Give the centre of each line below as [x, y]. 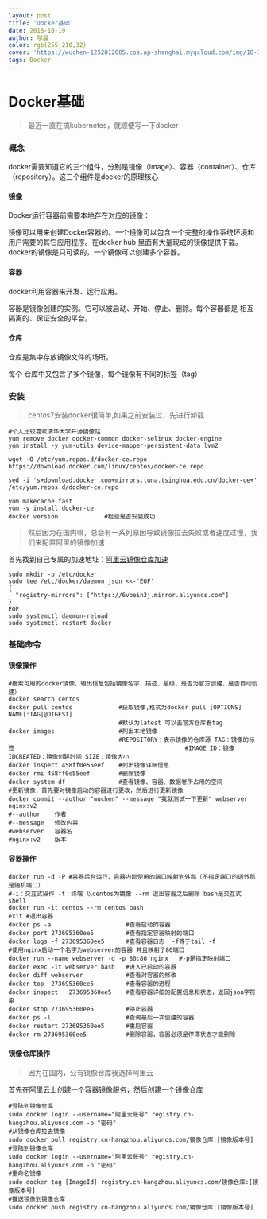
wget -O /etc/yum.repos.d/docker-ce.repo [78, 460]
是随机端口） [26, 886]
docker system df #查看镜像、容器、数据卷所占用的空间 [116, 782]
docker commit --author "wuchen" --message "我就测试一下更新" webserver [128, 799]
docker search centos [44, 699]
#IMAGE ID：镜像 [210, 748]
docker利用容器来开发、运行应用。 [65, 291]
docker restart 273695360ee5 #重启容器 [81, 1027]
